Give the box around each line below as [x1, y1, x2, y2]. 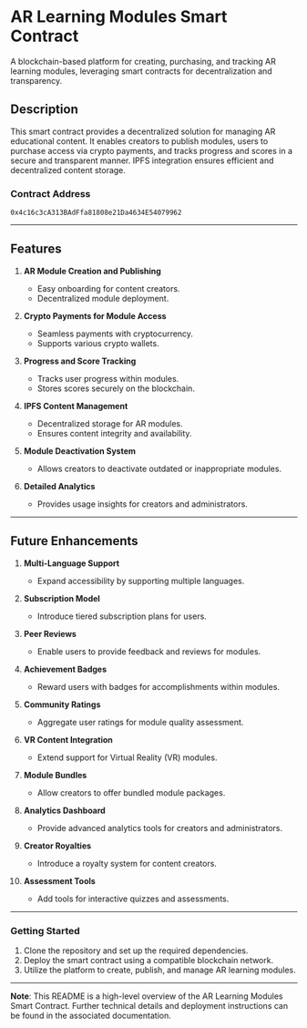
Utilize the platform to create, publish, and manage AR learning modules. [23, 964, 297, 975]
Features [10, 242, 62, 257]
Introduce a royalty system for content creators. [36, 858, 218, 869]
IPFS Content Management [23, 400, 128, 411]
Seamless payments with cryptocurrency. [36, 328, 194, 339]
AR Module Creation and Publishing [23, 265, 162, 276]
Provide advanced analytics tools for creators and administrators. [36, 822, 283, 833]
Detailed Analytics [23, 480, 96, 491]
